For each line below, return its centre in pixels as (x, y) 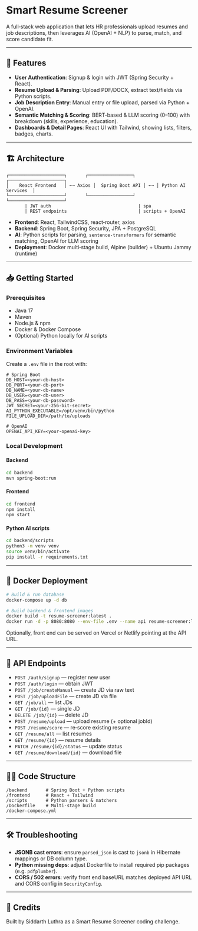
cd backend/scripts (30, 541)
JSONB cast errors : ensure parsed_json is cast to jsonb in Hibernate (98, 852)
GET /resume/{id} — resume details (58, 739)
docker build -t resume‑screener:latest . (59, 616)
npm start (18, 515)
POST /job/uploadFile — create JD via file (65, 696)
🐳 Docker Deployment (47, 581)
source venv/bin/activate (38, 552)
